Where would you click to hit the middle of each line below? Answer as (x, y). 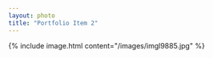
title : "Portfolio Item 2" (53, 23)
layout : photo (32, 15)
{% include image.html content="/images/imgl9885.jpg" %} (107, 45)
